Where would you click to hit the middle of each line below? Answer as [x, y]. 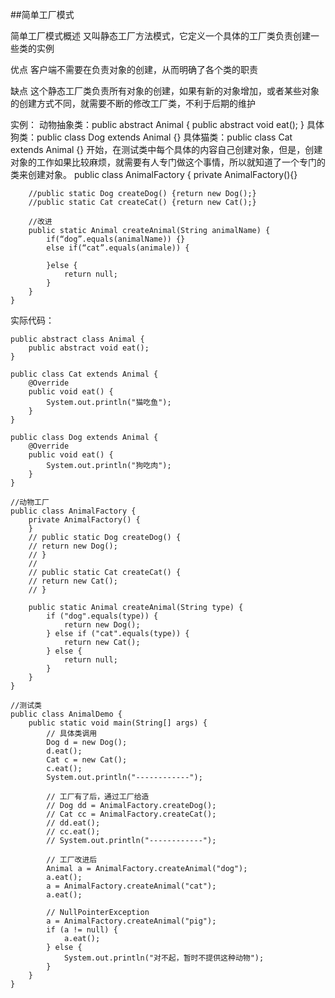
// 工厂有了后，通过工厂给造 [98, 797]
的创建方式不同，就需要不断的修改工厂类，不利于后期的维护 [133, 103]
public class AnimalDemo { [66, 714]
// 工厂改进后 [72, 860]
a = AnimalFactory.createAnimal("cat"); [131, 886]
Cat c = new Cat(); [87, 760]
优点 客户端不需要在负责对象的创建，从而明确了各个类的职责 [134, 69]
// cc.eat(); [73, 832]
